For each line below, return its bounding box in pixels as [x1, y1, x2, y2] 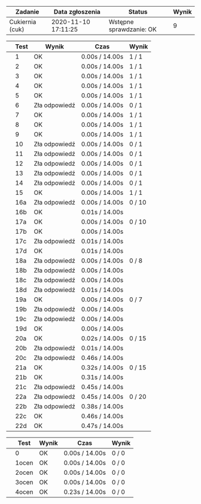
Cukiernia [9, 18, 36, 26]
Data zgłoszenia [53, 8, 100, 16]
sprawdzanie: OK [108, 25, 157, 33]
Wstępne [108, 18, 134, 26]
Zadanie [15, 8, 39, 16]
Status [128, 8, 148, 16]
